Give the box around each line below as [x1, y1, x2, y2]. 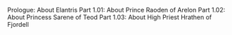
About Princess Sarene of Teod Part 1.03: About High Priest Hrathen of [7, 13, 212, 21]
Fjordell [7, 21, 30, 28]
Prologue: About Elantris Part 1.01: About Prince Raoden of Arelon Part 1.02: [7, 6, 226, 14]
